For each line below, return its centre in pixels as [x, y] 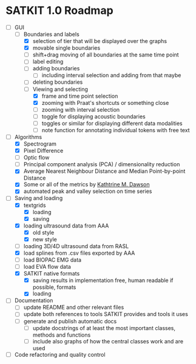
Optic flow [36, 158]
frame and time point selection [80, 96]
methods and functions [62, 335]
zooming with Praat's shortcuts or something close [105, 103]
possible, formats [54, 287]
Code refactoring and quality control [60, 354]
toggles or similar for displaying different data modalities [112, 123]
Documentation [34, 300]
